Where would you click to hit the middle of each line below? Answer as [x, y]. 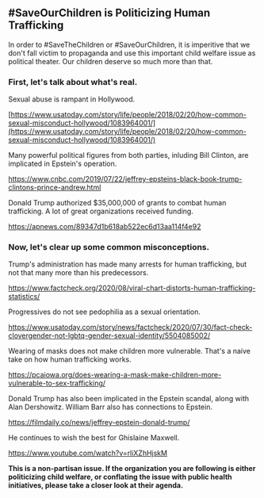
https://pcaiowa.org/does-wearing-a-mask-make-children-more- [115, 375]
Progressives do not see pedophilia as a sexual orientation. [104, 312]
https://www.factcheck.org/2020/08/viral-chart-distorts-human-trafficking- [132, 288]
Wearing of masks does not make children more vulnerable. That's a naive [130, 351]
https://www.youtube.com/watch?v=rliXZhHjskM [88, 453]
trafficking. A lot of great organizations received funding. [101, 211]
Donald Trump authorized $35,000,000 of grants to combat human [117, 203]
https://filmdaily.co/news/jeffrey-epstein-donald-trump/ [99, 423]
